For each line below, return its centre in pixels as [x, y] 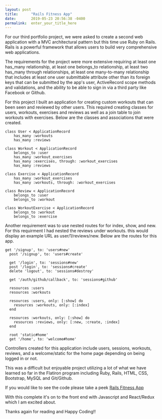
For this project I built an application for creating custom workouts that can [79, 102]
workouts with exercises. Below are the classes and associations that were [79, 117]
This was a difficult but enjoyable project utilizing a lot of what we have [76, 368]
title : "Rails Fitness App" [39, 14]
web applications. [22, 52]
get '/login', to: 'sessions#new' [44, 263]
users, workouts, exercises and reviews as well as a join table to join [73, 113]
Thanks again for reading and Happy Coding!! [50, 412]
